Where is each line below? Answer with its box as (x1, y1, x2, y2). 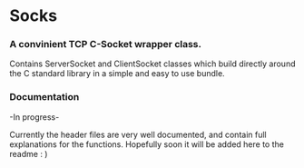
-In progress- (9, 111, 60, 123)
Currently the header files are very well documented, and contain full (9, 129, 267, 140)
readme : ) (9, 148, 48, 159)
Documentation (9, 91, 80, 104)
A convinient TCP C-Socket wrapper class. (9, 38, 202, 51)
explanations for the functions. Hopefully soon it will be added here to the (9, 138, 284, 150)
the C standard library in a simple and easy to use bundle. (9, 68, 225, 79)
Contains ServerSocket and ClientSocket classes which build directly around (9, 58, 296, 69)
